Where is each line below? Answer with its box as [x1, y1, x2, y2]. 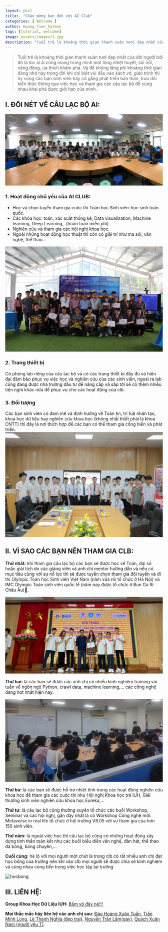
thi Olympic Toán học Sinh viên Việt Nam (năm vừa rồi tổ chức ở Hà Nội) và [5, 576, 160, 582]
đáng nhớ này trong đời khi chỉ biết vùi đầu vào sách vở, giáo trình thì [17, 70, 160, 76]
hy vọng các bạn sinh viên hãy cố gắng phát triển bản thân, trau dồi [17, 75, 157, 81]
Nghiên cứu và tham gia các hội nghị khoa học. [12, 226, 110, 232]
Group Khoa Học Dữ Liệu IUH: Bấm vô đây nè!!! [5, 901, 103, 907]
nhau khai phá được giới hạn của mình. [17, 86, 97, 92]
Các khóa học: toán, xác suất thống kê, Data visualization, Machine [12, 215, 151, 221]
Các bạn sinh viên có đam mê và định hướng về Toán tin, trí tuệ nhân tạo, [5, 410, 156, 416]
